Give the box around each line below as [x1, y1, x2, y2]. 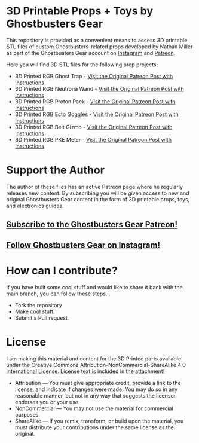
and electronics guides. [6, 202, 64, 209]
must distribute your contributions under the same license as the [14, 423, 174, 431]
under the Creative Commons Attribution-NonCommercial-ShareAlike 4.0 [6, 361, 186, 368]
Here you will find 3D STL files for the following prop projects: [6, 61, 158, 68]
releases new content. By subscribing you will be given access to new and [6, 190, 189, 197]
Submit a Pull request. [14, 314, 69, 321]
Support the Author [6, 163, 105, 177]
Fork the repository [14, 301, 63, 308]
